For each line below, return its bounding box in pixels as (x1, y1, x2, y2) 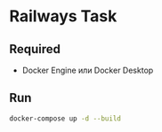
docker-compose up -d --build (9, 113, 122, 123)
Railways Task (9, 6, 117, 27)
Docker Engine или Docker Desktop (21, 65, 154, 75)
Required (9, 42, 61, 57)
